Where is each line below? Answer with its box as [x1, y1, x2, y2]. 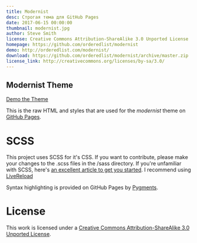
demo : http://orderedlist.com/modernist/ [6, 47, 110, 53]
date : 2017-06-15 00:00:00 [6, 20, 73, 25]
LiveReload [6, 173, 34, 180]
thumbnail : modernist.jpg [6, 25, 70, 31]
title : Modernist [6, 8, 49, 15]
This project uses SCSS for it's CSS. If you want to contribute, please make [6, 154, 189, 161]
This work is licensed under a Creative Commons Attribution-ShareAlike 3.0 [6, 224, 190, 231]
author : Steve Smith [6, 31, 57, 37]
